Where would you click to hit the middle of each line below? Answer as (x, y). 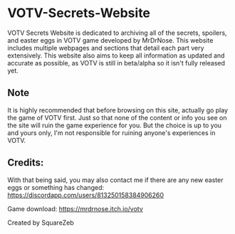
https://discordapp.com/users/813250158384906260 (86, 195)
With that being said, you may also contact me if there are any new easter (115, 180)
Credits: (26, 163)
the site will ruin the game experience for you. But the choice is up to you (115, 125)
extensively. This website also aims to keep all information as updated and (116, 55)
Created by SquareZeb (41, 223)
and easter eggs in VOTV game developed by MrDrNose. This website (110, 40)
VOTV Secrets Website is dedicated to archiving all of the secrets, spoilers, (117, 33)
